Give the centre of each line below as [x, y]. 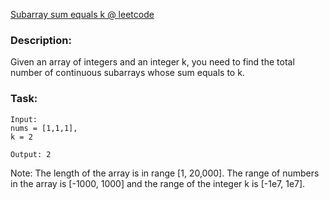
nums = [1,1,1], [44, 128]
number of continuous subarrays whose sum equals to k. [127, 73]
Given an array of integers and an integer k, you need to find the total [152, 62]
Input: [24, 119]
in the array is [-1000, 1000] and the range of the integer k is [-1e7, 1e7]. [158, 183]
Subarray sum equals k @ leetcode [82, 14]
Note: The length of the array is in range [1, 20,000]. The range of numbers [165, 173]
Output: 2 [31, 154]
